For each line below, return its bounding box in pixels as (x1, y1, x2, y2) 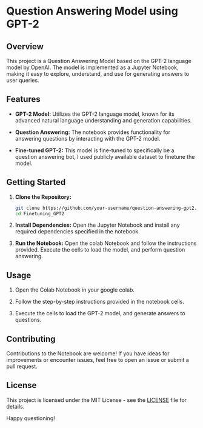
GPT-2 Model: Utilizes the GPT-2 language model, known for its (15, 110, 175, 118)
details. (6, 403, 25, 410)
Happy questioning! (6, 414, 56, 422)
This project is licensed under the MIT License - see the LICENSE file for (6, 396, 187, 404)
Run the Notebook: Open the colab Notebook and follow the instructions (15, 239, 197, 247)
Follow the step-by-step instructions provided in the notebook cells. (15, 298, 185, 306)
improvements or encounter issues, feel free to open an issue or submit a (6, 356, 189, 363)
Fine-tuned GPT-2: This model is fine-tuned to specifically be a (15, 147, 175, 154)
